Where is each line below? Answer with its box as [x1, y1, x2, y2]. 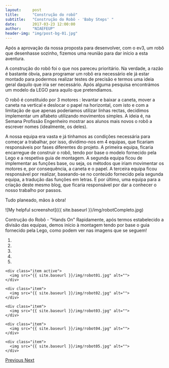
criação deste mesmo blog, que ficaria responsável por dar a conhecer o [5, 182, 157, 188]
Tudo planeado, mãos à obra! [5, 197, 67, 203]
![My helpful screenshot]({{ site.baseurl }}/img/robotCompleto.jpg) [5, 207, 144, 213]
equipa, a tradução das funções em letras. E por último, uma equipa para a [5, 177, 160, 182]
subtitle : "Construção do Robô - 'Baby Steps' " [5, 17, 114, 22]
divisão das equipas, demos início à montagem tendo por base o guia [5, 222, 150, 228]
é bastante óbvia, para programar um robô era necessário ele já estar [5, 71, 150, 76]
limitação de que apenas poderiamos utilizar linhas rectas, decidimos [5, 107, 149, 113]
